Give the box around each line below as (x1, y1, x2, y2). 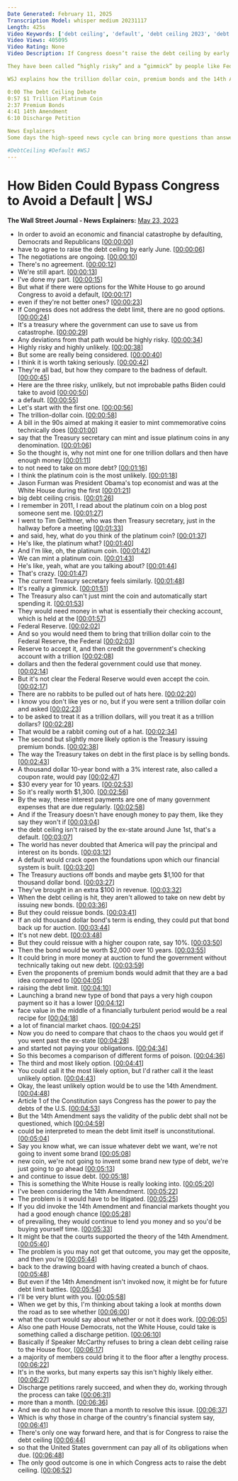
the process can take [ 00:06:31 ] (17, 1390, 111, 1399)
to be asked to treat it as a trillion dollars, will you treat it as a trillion (17, 712, 215, 721)
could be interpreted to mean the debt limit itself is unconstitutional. (17, 1126, 215, 1135)
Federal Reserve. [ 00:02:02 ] (17, 621, 101, 630)
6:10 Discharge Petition (7, 115, 81, 122)
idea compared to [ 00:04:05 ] (17, 976, 103, 984)
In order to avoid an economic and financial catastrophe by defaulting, (17, 230, 223, 238)
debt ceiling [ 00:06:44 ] (17, 1436, 86, 1444)
